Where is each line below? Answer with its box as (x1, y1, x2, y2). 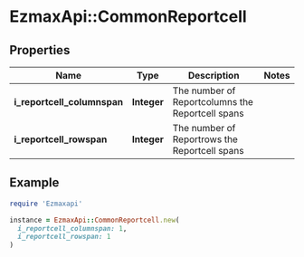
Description (187, 70, 240, 81)
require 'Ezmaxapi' (9, 199, 83, 208)
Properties (9, 43, 71, 58)
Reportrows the (172, 133, 238, 146)
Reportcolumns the (172, 96, 253, 108)
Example (9, 175, 60, 191)
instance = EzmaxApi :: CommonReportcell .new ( (9, 215, 180, 224)
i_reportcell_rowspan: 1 (17, 233, 111, 242)
